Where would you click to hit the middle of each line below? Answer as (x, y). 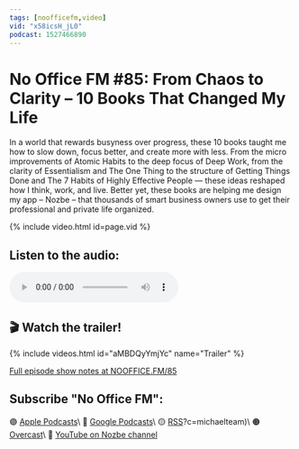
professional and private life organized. (82, 209)
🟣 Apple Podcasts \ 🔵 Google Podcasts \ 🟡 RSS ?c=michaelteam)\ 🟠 (135, 421)
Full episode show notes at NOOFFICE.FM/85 (93, 371)
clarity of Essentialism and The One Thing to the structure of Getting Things (150, 171)
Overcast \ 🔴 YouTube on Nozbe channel (83, 435)
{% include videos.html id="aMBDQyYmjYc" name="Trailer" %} (127, 353)
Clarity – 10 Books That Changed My (148, 98)
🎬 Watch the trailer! (65, 327)
